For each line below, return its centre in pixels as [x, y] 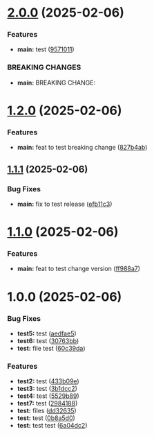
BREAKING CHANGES [44, 67]
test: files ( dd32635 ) [47, 411]
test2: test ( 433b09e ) [48, 381]
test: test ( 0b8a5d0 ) [46, 418]
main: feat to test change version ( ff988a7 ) [78, 269]
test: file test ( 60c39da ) [51, 348]
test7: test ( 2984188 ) [47, 403]
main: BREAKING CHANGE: [56, 82]
